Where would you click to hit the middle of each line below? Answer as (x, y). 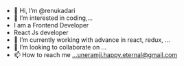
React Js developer (41, 32)
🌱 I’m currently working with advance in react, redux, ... (92, 40)
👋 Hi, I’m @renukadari (44, 11)
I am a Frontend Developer (51, 25)
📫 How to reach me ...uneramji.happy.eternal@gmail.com (95, 55)
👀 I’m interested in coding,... (53, 18)
